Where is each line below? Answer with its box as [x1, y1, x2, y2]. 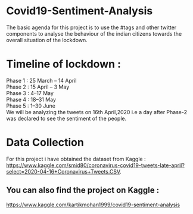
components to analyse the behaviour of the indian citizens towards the [6, 30, 182, 37]
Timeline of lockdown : [6, 58, 121, 71]
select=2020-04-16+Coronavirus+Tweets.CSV [6, 168, 120, 175]
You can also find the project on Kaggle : [6, 185, 160, 196]
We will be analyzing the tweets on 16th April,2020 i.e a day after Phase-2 [6, 108, 188, 115]
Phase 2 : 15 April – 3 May [6, 83, 70, 90]
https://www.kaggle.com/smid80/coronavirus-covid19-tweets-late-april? [6, 162, 185, 169]
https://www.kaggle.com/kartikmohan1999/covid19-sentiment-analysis [6, 201, 180, 208]
